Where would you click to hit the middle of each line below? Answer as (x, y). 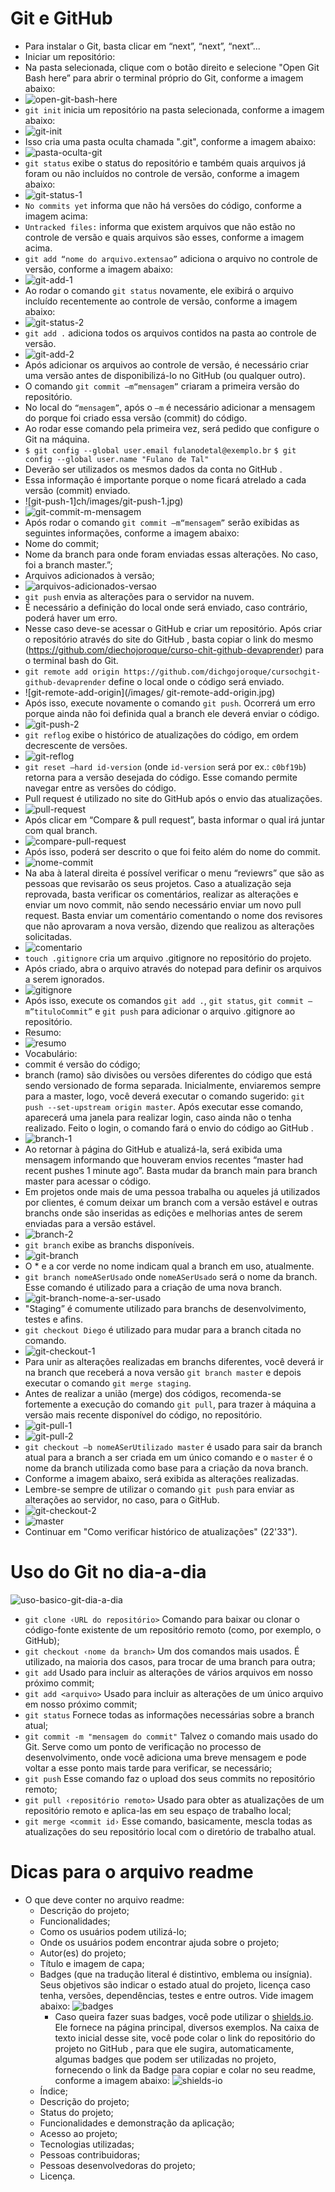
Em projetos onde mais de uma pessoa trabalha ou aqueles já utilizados (172, 1191)
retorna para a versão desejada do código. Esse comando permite (161, 777)
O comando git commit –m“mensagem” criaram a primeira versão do (162, 386)
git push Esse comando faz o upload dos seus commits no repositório (170, 1778)
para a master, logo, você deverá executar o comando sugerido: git (164, 1096)
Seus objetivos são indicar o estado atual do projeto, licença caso (175, 1984)
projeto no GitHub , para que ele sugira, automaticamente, (174, 2048)
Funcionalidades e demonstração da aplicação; (137, 2123)
